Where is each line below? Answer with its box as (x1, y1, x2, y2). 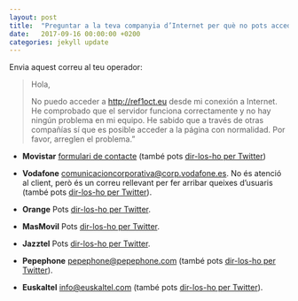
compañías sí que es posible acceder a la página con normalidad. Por (30, 125, 286, 135)
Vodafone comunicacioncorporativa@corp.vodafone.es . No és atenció (21, 168, 282, 179)
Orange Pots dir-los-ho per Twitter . (21, 205, 152, 215)
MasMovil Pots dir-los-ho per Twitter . (21, 221, 161, 232)
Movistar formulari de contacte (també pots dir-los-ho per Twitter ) (21, 151, 266, 162)
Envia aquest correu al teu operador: (9, 62, 144, 73)
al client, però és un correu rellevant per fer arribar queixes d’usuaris (21, 178, 273, 189)
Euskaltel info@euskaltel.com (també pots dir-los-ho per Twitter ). (21, 282, 263, 293)
